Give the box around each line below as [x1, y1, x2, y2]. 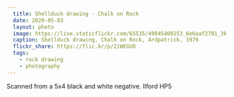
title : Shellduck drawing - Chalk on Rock [13, 10, 139, 18]
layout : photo [13, 23, 54, 30]
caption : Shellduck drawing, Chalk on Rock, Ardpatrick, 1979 [13, 37, 199, 44]
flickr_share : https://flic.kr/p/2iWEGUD [13, 43, 136, 50]
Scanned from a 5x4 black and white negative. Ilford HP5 [6, 82, 172, 90]
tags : [13, 50, 30, 57]
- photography [19, 63, 60, 70]
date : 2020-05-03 [13, 17, 64, 24]
